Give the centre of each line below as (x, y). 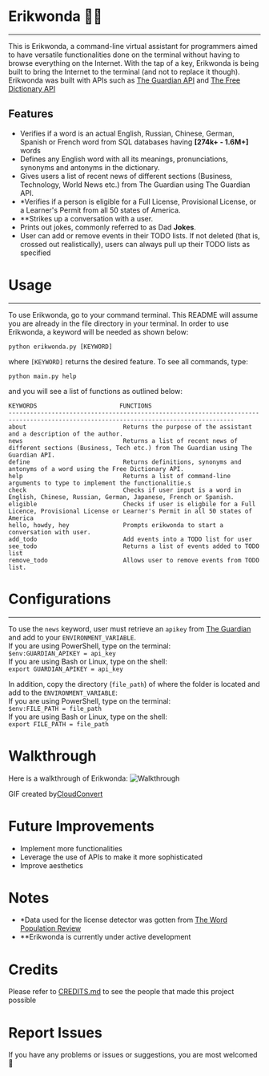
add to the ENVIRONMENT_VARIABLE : (63, 692)
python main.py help (43, 376)
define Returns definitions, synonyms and (125, 462)
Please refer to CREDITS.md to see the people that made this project (121, 992)
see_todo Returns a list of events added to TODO (134, 546)
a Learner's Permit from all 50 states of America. (100, 210)
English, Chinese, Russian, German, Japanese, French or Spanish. (121, 497)
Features (31, 114)
